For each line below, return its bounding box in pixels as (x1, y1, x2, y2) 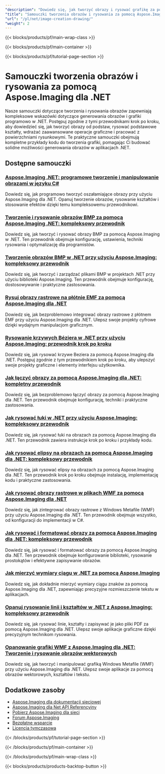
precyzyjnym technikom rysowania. (5, 632, 77, 638)
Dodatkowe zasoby (5, 686, 65, 694)
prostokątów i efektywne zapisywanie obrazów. (5, 557, 102, 563)
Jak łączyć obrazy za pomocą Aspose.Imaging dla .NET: (5, 374, 142, 381)
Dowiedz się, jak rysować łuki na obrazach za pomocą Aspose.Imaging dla (5, 432, 156, 437)
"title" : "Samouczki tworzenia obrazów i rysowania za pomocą (5, 12, 135, 17)
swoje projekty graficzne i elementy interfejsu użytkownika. (5, 362, 126, 368)
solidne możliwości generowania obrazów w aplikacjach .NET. (5, 145, 131, 151)
